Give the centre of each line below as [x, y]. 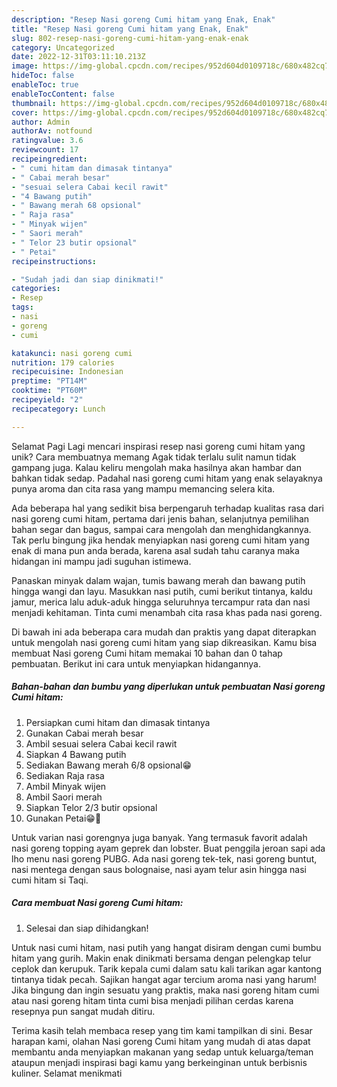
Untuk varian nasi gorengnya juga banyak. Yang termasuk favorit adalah [159, 837]
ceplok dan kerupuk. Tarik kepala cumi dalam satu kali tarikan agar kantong [167, 968]
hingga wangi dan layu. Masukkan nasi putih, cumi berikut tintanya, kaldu [162, 591]
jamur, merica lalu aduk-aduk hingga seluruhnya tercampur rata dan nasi [161, 602]
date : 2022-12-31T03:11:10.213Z [78, 57]
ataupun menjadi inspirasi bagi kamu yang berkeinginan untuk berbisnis [159, 1062]
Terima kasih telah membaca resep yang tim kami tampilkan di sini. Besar [162, 1030]
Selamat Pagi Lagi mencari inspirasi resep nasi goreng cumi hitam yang [158, 446]
